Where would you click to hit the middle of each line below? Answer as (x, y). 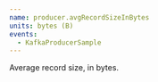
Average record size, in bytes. (64, 68)
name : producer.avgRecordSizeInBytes (79, 17)
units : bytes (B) (42, 26)
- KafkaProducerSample (59, 42)
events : (24, 34)
